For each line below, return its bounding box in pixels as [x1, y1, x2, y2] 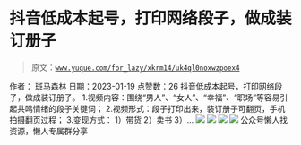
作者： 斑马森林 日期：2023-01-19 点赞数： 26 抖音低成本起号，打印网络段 [9, 81, 283, 91]
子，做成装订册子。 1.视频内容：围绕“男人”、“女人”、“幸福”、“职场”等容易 [9, 91, 280, 103]
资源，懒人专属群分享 [9, 125, 88, 136]
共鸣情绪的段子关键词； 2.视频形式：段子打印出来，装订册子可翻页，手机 [16, 103, 286, 114]
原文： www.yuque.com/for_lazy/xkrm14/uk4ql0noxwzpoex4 [30, 62, 240, 72]
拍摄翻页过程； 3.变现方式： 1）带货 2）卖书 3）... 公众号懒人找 [9, 114, 288, 125]
